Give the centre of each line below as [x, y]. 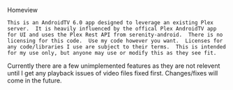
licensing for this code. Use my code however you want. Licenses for [115, 41]
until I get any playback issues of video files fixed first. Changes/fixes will [113, 73]
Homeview [23, 10]
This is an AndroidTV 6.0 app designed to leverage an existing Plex [111, 23]
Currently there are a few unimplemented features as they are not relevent [114, 66]
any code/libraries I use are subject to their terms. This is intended [117, 47]
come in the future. [35, 80]
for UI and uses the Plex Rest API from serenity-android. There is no [115, 35]
